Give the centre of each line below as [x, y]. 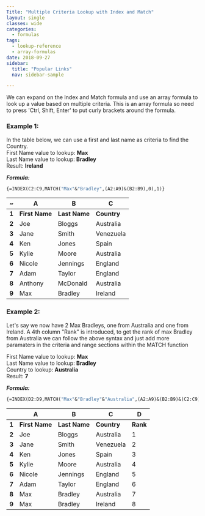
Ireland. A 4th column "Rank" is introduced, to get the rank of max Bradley [99, 332]
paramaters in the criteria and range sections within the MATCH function [97, 345]
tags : [13, 40]
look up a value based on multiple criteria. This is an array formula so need [100, 104]
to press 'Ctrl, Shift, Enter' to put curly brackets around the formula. [91, 110]
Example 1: [23, 126]
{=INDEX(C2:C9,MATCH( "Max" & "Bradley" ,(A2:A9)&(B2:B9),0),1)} [86, 189]
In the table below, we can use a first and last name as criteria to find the [98, 140]
